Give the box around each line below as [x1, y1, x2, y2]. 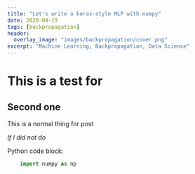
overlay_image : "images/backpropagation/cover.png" [13, 36, 168, 43]
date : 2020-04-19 [7, 17, 58, 24]
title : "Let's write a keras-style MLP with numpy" [7, 10, 161, 18]
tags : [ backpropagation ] [7, 23, 80, 30]
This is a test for [7, 73, 103, 89]
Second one [7, 101, 61, 113]
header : [7, 29, 30, 37]
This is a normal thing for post [7, 120, 94, 128]
